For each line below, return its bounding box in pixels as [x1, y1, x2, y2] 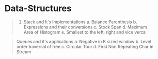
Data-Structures [4, 3, 72, 14]
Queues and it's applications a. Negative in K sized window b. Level [16, 38, 151, 44]
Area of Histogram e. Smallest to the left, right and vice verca [23, 29, 146, 35]
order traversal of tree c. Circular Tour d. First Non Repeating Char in [16, 44, 154, 49]
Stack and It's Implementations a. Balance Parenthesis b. [23, 19, 138, 25]
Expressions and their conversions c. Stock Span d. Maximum [23, 24, 147, 29]
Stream [16, 49, 31, 55]
